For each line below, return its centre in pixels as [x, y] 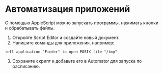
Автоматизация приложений [68, 9]
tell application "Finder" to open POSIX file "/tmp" [61, 52]
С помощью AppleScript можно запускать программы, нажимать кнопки [82, 23]
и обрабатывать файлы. [30, 28]
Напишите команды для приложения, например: [63, 42]
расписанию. [26, 66]
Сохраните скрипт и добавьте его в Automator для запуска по [77, 61]
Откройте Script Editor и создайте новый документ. [66, 37]
